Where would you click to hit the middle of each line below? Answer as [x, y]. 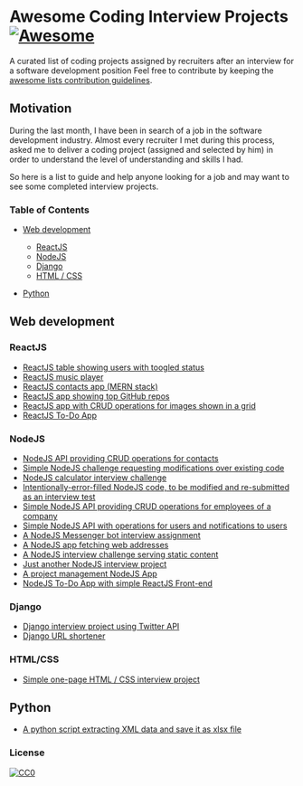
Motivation [41, 109]
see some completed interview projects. [84, 186]
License [27, 753]
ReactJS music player [63, 376]
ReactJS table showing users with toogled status [114, 367]
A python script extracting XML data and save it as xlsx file [132, 729]
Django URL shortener [64, 636]
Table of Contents [50, 210]
